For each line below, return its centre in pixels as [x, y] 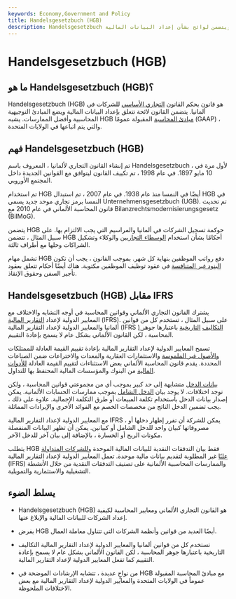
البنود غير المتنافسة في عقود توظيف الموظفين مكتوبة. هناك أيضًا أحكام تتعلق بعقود [114, 266]
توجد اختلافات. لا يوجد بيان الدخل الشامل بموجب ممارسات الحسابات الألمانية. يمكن [116, 391]
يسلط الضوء [32, 493]
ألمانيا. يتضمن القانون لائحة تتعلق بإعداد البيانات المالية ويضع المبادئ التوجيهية [107, 112]
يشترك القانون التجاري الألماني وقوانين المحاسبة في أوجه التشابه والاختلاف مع [109, 312]
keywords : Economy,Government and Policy [69, 14]
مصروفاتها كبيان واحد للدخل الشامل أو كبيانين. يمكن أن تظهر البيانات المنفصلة [109, 428]
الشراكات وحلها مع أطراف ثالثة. [49, 245]
